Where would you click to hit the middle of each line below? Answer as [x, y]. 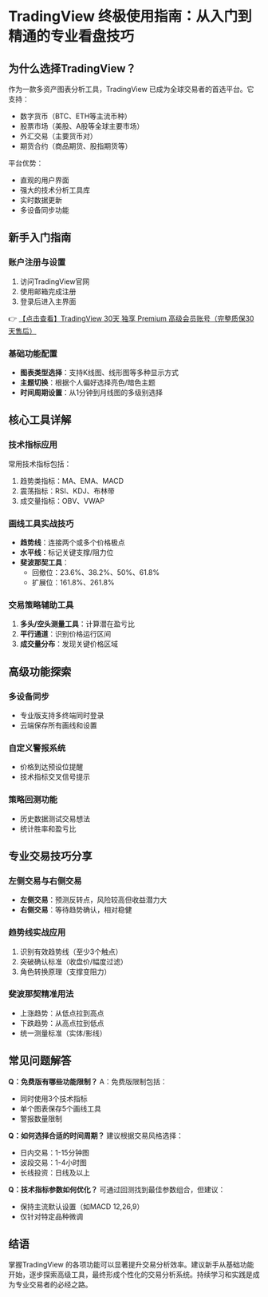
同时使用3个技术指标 [53, 1098]
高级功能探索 [40, 671]
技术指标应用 [33, 445]
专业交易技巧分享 [50, 856]
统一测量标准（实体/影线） [63, 1033]
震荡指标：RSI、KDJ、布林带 [67, 491]
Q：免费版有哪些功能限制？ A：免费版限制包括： [88, 1081]
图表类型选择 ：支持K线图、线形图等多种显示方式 [99, 372]
